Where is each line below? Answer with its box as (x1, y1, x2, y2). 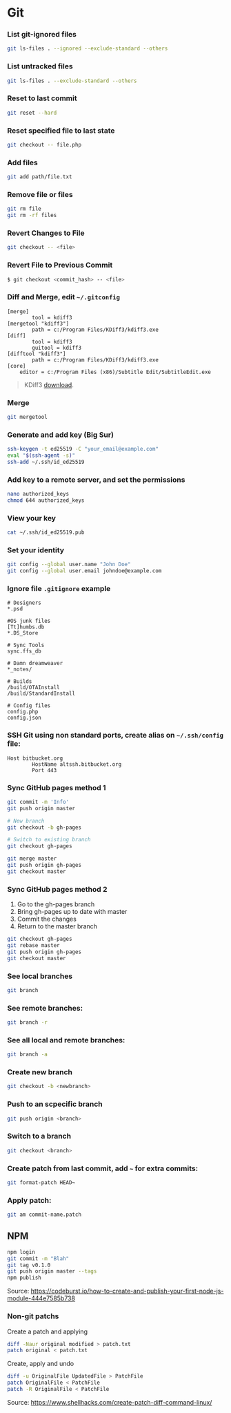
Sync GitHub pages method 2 (7, 884, 108, 894)
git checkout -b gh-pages (7, 824, 81, 831)
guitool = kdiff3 (32, 344, 81, 351)
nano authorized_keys (7, 491, 70, 498)
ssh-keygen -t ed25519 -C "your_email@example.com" (7, 446, 159, 453)
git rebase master (7, 942, 60, 949)
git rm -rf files (7, 212, 57, 219)
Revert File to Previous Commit (7, 261, 113, 270)
